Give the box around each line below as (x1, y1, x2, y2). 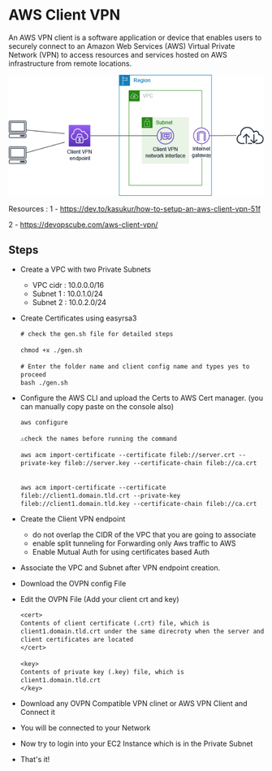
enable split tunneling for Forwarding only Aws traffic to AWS (32, 538, 237, 548)
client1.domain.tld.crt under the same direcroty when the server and (19, 628, 265, 636)
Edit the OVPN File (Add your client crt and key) (19, 595, 180, 604)
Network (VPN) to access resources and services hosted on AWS (8, 50, 227, 59)
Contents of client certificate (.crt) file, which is (19, 620, 210, 628)
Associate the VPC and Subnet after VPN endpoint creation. (19, 563, 221, 573)
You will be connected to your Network (19, 723, 151, 733)
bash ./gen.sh (19, 379, 68, 387)
